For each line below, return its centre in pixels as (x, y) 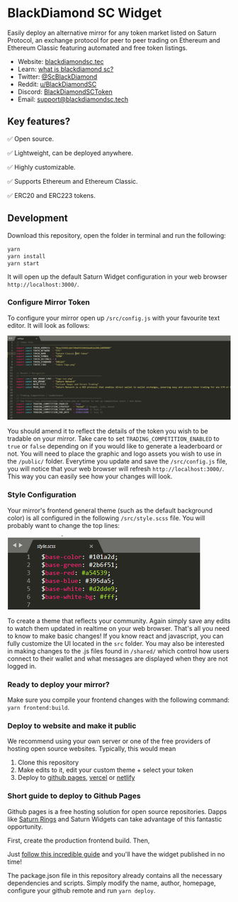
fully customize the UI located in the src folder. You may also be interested (116, 643)
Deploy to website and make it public (72, 725)
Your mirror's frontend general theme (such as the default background (110, 510)
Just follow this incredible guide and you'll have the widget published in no (116, 854)
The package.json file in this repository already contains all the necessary (115, 875)
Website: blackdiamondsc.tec (61, 61)
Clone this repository (48, 763)
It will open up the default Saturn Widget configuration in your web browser (118, 276)
